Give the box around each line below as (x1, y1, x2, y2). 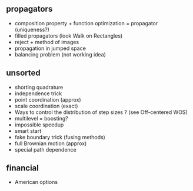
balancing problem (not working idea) (14, 51, 106, 58)
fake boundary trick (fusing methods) (14, 133, 106, 140)
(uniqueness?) (14, 26, 50, 33)
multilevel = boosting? (14, 115, 69, 122)
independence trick (14, 90, 62, 97)
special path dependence (14, 146, 76, 153)
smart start (14, 127, 42, 134)
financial (6, 163, 39, 173)
